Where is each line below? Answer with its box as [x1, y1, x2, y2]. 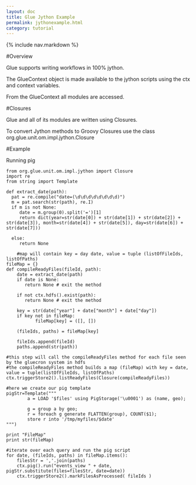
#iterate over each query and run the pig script [6, 447, 131, 454]
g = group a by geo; [27, 406, 78, 412]
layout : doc [6, 8, 35, 15]
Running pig [6, 157, 35, 164]
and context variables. [6, 82, 60, 89]
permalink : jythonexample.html [6, 19, 83, 25]
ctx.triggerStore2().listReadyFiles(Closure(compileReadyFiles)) [6, 375, 170, 381]
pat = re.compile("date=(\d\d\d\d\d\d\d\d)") [11, 194, 126, 200]
